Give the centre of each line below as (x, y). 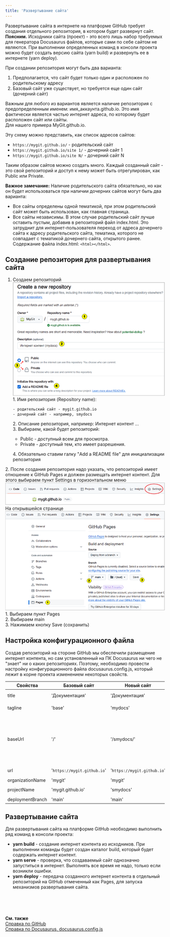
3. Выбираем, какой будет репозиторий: (56, 429)
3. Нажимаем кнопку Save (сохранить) (47, 625)
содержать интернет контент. (45, 855)
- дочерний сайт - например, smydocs (52, 415)
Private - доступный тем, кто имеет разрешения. (73, 444)
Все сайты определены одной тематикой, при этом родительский (84, 206)
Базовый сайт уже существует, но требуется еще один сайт (77, 88)
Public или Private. (25, 176)
